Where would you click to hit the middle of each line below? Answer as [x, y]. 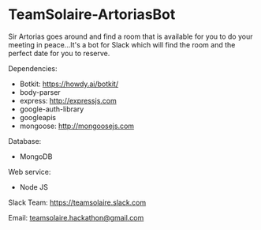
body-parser [40, 92]
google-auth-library [52, 109]
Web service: [30, 172]
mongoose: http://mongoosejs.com [77, 126]
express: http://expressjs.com [68, 100]
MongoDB [36, 156]
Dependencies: [33, 68]
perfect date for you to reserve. [59, 53]
